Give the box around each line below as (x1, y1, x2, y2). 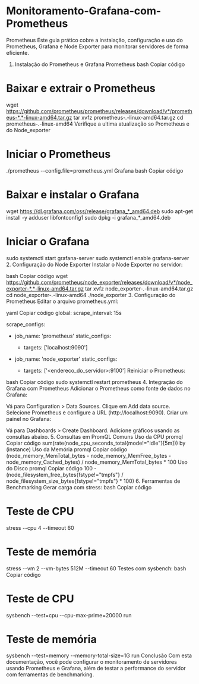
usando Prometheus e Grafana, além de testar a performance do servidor (6, 665, 186, 672)
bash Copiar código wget (6, 272, 68, 279)
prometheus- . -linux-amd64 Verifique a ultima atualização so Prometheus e (6, 120, 190, 127)
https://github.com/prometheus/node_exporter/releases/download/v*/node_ (6, 279, 193, 286)
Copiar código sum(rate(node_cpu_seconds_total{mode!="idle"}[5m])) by (6, 439, 186, 446)
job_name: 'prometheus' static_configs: (14, 332, 112, 339)
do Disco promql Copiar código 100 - (6, 464, 97, 471)
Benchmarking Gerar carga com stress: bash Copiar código (6, 483, 152, 491)
